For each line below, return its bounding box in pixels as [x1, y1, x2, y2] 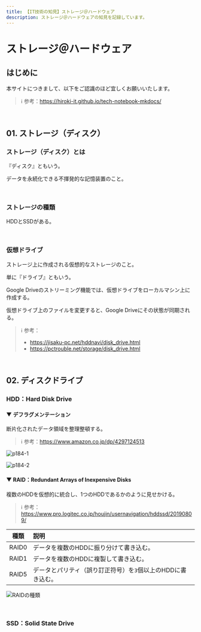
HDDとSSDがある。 [6, 218, 55, 225]
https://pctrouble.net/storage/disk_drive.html [29, 345, 141, 352]
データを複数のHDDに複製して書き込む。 [32, 555, 148, 563]
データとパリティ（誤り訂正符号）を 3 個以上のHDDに [32, 566, 181, 574]
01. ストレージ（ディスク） [6, 128, 105, 138]
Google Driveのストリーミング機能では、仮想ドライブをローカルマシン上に [6, 286, 190, 294]
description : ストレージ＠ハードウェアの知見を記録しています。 [6, 14, 148, 20]
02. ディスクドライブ [6, 376, 84, 386]
